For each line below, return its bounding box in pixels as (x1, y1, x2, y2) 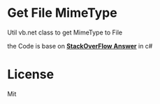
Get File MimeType (7, 5, 117, 21)
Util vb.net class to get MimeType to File (7, 28, 123, 37)
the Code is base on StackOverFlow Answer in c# (7, 41, 153, 50)
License (7, 67, 54, 82)
